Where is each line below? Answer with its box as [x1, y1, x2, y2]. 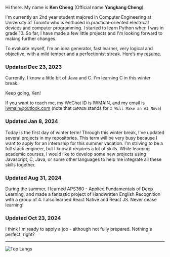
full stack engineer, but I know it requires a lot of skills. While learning [5, 145, 150, 151]
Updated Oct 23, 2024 [5, 215, 61, 222]
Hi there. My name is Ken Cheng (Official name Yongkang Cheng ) [5, 5, 144, 10]
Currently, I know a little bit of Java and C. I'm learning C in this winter [5, 75, 151, 81]
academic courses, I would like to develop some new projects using [5, 151, 147, 157]
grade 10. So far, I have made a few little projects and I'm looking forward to [5, 30, 163, 36]
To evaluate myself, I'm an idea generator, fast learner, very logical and [5, 46, 153, 51]
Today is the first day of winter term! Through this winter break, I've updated [5, 129, 164, 136]
